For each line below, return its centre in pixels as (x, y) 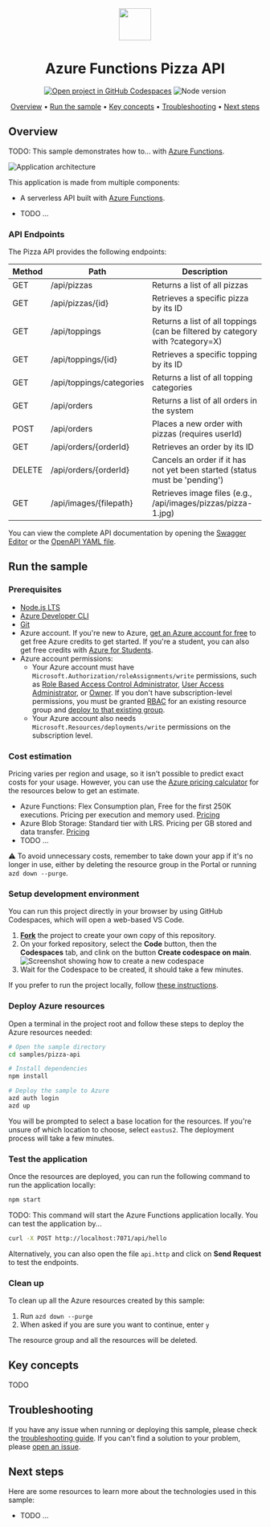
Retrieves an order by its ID (203, 447)
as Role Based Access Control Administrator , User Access (128, 684)
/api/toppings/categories (98, 383)
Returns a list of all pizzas (200, 285)
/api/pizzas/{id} (80, 303)
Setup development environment (74, 894)
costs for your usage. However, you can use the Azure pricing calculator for (134, 782)
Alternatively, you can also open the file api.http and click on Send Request (135, 1254)
